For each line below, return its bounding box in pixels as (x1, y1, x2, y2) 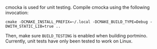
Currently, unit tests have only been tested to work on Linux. (5, 38, 133, 44)
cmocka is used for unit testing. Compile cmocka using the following (5, 5, 150, 10)
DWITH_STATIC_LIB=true (5, 24, 54, 29)
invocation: (5, 10, 29, 16)
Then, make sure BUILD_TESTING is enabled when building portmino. (5, 33, 148, 38)
